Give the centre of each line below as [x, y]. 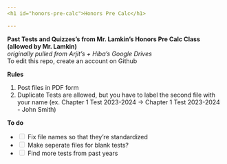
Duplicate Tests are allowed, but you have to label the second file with [116, 95]
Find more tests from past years [73, 153]
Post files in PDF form [48, 87]
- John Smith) [36, 109]
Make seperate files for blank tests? [78, 145]
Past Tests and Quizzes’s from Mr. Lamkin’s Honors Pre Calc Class [104, 39]
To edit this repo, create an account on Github [72, 61]
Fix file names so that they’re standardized [87, 137]
